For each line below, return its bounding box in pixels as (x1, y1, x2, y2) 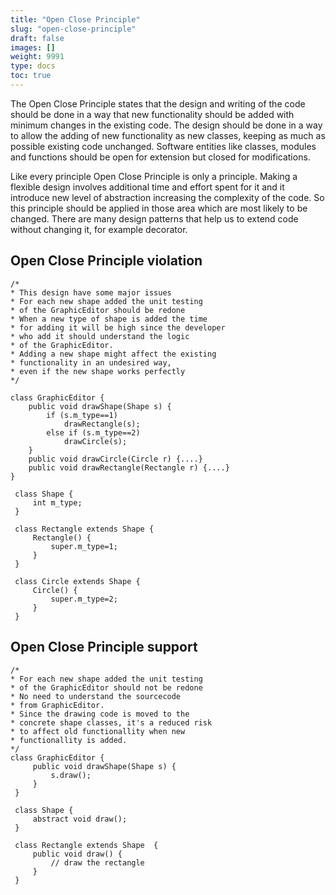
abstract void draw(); (32, 814, 128, 824)
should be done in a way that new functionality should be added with (10, 108, 295, 120)
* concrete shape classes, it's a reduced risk (10, 717, 213, 728)
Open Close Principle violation (10, 252, 203, 270)
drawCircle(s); (63, 436, 128, 446)
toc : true (10, 71, 52, 81)
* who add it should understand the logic (10, 331, 190, 341)
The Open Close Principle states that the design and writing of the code (10, 97, 306, 110)
